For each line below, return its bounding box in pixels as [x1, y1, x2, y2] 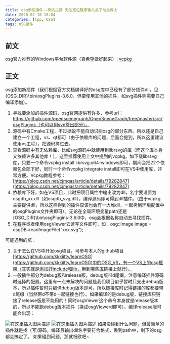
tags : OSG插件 [5, 21, 34, 27]
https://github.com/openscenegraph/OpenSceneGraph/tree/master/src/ [12, 115, 163, 121]
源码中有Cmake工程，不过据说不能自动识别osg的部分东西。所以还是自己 [12, 127, 164, 134]
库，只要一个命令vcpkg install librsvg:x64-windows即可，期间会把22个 [12, 159, 160, 165]
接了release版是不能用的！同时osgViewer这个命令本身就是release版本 [12, 297, 159, 304]
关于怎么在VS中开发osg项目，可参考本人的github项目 [12, 247, 124, 253]
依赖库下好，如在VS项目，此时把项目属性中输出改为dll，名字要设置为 [12, 189, 157, 195]
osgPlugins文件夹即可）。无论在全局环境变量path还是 [17, 208, 127, 214]
